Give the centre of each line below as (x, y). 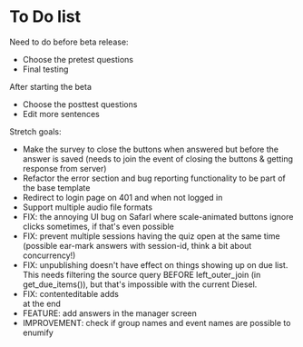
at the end (42, 303)
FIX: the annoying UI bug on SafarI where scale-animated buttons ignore (158, 216)
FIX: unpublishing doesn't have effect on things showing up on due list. (155, 264)
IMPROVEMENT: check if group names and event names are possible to (156, 322)
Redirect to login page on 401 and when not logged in (122, 197)
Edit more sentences (61, 114)
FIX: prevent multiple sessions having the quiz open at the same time (151, 236)
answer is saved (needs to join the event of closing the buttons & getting (157, 159)
